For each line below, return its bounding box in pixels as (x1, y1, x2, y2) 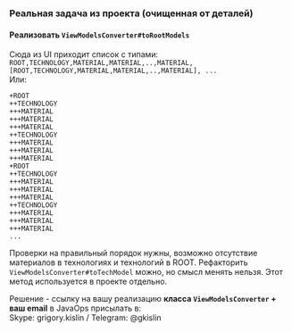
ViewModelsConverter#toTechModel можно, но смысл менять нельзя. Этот (9, 267, 284, 278)
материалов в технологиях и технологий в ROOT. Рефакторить (9, 257, 248, 268)
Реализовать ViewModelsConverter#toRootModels (9, 29, 190, 40)
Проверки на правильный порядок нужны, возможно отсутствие (9, 248, 258, 259)
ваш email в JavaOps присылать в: (9, 303, 141, 314)
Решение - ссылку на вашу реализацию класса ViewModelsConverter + (9, 294, 277, 304)
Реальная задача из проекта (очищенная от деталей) (9, 7, 254, 20)
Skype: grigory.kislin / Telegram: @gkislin (9, 312, 163, 323)
